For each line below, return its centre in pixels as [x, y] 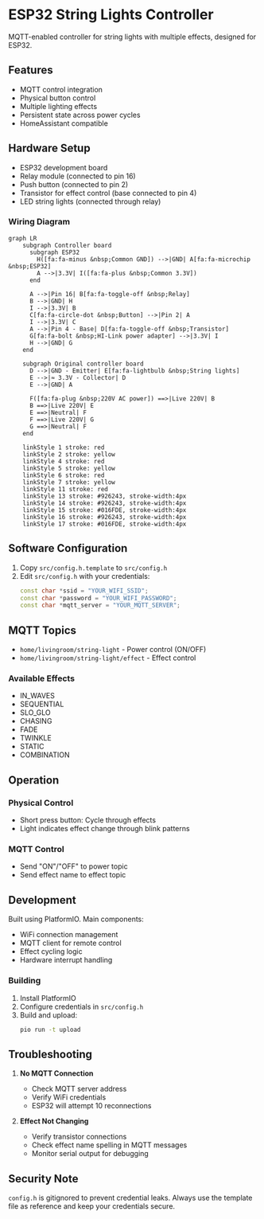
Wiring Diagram [39, 222]
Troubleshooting [50, 1054]
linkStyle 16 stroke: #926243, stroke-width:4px [105, 517]
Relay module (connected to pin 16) [78, 176]
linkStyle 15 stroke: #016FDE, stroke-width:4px [105, 510]
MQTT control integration [61, 89]
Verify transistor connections [79, 1137]
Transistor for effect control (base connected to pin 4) [108, 193]
